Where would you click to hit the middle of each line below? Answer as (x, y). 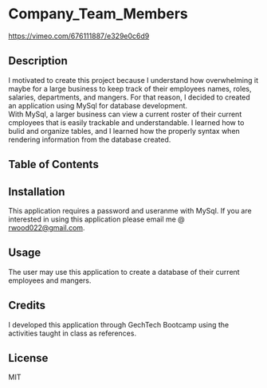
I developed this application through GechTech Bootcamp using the (119, 324)
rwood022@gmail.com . (47, 227)
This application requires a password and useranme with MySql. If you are (130, 210)
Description (38, 61)
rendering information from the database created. (90, 139)
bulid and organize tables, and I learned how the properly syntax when (124, 131)
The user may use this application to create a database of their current (124, 272)
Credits (27, 306)
